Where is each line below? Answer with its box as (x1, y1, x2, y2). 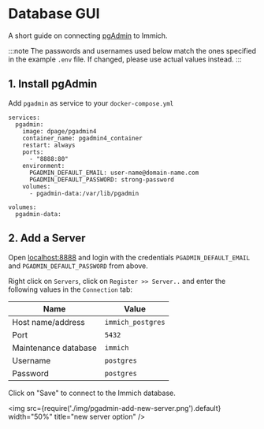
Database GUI (8, 5, 100, 23)
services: (8, 114, 41, 121)
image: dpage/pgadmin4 (22, 127, 97, 135)
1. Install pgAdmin (8, 77, 98, 91)
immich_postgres (104, 317, 165, 326)
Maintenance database (12, 342, 97, 353)
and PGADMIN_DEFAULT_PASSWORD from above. (8, 261, 148, 270)
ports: (22, 147, 44, 156)
